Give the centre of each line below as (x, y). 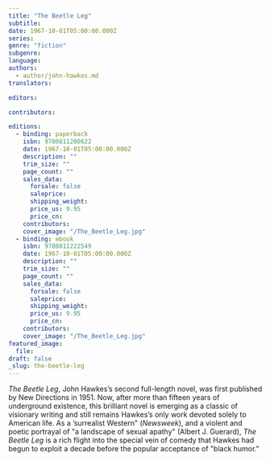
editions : (25, 127)
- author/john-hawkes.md (57, 76)
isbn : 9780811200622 (57, 142)
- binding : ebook (45, 239)
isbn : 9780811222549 (57, 246)
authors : (23, 68)
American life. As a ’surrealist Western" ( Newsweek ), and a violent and (126, 423)
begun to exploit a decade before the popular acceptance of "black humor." (134, 449)
